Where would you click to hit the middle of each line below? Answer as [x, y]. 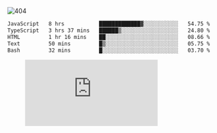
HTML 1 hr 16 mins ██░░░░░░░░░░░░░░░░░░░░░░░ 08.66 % [109, 37]
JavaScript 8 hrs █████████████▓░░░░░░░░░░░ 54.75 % [109, 24]
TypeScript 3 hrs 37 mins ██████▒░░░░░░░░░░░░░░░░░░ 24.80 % [109, 30]
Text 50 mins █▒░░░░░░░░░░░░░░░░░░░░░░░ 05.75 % [109, 44]
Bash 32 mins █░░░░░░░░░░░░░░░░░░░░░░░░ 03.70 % [109, 50]
